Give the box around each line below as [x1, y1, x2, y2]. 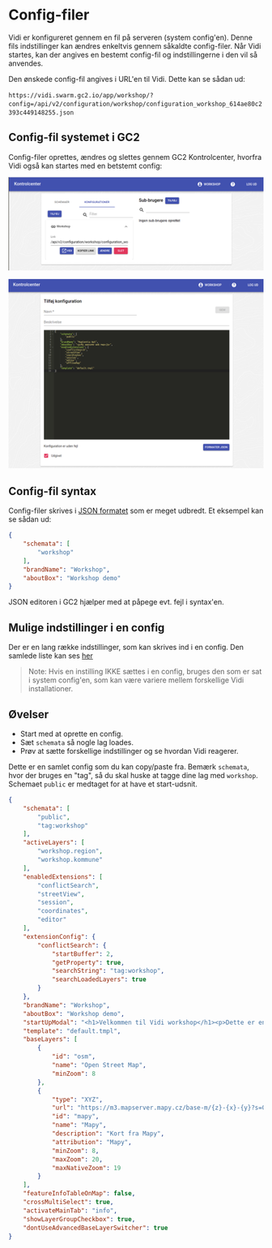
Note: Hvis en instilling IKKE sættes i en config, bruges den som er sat [28, 667, 262, 677]
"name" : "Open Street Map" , [51, 1061, 147, 1069]
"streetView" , [37, 890, 85, 898]
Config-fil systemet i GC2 [8, 131, 140, 144]
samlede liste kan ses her [8, 651, 93, 661]
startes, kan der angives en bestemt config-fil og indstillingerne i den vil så [8, 49, 257, 59]
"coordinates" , [37, 907, 89, 915]
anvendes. [8, 58, 44, 68]
